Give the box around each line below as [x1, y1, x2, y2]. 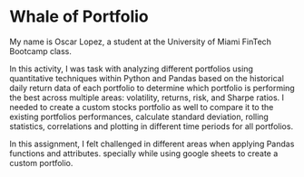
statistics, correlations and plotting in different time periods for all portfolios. [9, 120, 293, 132]
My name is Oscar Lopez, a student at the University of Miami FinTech [9, 36, 272, 47]
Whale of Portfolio [9, 6, 150, 27]
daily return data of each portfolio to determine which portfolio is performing [9, 82, 295, 93]
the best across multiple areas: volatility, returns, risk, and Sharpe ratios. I [9, 92, 284, 103]
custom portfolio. [9, 157, 74, 168]
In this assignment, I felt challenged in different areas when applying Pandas [9, 138, 295, 149]
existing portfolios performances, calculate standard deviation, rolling [9, 111, 270, 122]
